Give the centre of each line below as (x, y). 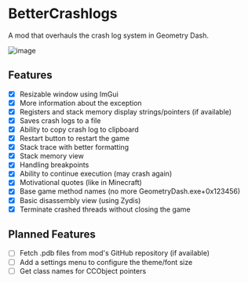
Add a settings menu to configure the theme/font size (106, 262)
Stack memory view (51, 156)
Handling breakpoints (54, 165)
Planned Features (52, 235)
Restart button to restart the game (74, 139)
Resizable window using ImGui (69, 94)
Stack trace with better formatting (74, 147)
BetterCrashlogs (63, 14)
